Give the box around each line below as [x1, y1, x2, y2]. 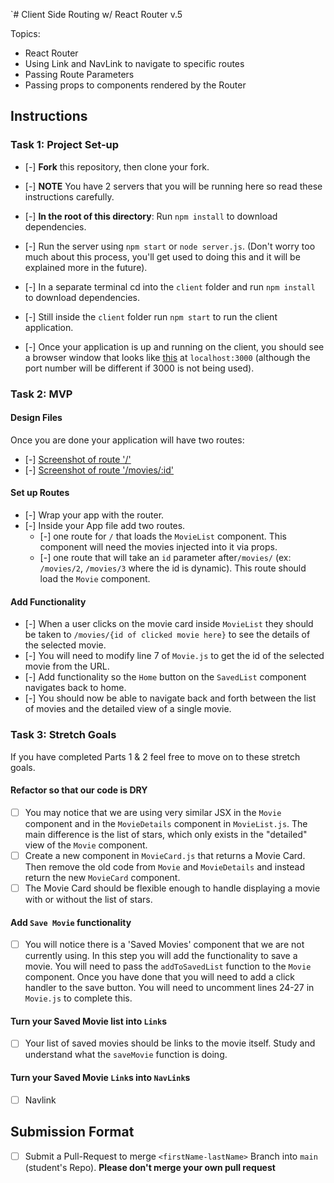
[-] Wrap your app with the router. [24, 509, 165, 521]
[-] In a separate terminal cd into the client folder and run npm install [24, 280, 316, 293]
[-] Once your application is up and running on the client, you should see [24, 340, 325, 353]
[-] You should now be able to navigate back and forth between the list [24, 692, 317, 704]
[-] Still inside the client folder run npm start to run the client [24, 310, 278, 323]
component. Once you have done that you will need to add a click [24, 971, 296, 983]
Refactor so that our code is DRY [10, 784, 148, 796]
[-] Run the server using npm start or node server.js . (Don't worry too [24, 240, 316, 252]
